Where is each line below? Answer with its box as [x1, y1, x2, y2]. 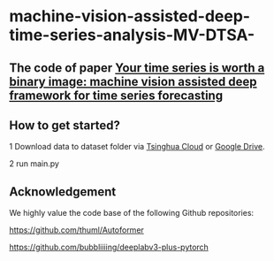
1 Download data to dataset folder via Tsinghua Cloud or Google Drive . [9, 142, 265, 152]
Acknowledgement [9, 184, 117, 199]
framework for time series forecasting [9, 88, 224, 103]
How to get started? [9, 118, 121, 133]
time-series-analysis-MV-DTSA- [9, 25, 255, 45]
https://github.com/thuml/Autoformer [9, 225, 144, 235]
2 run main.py [9, 158, 60, 169]
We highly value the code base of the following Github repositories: [9, 208, 255, 219]
